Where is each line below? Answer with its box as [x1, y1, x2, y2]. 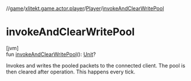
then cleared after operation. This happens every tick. [6, 68, 136, 75]
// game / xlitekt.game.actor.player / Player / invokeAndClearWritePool [6, 5, 165, 12]
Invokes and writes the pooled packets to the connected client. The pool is [6, 62, 186, 69]
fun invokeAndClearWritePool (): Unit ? [6, 51, 96, 58]
